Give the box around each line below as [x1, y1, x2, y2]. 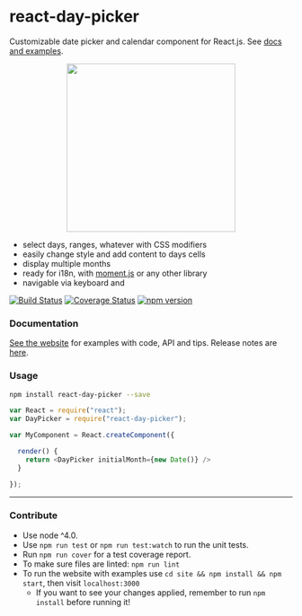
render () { [17, 447, 58, 456]
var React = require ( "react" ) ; [9, 406, 127, 415]
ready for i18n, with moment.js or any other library [22, 268, 208, 278]
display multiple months [22, 258, 111, 268]
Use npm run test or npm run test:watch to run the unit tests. [22, 539, 249, 550]
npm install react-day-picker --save [9, 390, 151, 399]
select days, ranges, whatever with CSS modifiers [22, 239, 208, 250]
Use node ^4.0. [22, 530, 78, 541]
